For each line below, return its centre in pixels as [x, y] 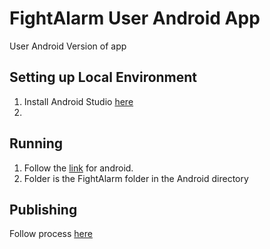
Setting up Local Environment [103, 77]
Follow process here [51, 234]
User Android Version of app [68, 46]
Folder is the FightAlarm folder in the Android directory [136, 178]
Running [36, 143]
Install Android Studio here [78, 101]
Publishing [43, 209]
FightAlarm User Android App [135, 18]
